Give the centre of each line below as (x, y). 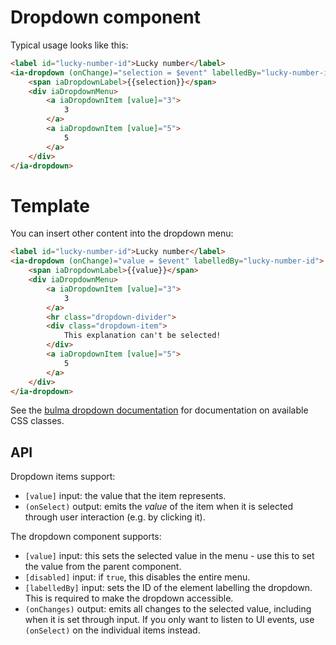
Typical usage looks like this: (69, 45)
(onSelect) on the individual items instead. (112, 630)
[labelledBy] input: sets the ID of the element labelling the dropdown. (168, 588)
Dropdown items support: (63, 477)
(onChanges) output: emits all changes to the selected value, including (168, 609)
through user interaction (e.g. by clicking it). (115, 517)
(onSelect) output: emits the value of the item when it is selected (159, 507)
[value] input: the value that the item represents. (125, 496)
